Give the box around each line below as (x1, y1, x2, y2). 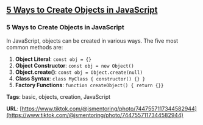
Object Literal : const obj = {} (15, 55, 91, 63)
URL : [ (6, 105, 23, 112)
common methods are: (6, 43, 63, 51)
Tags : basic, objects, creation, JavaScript (6, 93, 111, 100)
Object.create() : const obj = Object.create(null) (15, 68, 143, 76)
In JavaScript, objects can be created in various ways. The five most (6, 37, 179, 45)
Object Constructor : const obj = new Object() (15, 62, 134, 69)
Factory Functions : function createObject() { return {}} (15, 81, 164, 88)
